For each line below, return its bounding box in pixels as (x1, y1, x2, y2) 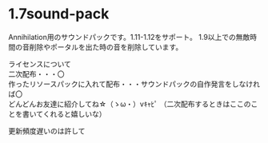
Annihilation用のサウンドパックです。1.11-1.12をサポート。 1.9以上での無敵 (8, 32, 250, 42)
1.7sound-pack (8, 5, 110, 23)
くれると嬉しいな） (42, 109, 106, 118)
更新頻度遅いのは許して (8, 125, 86, 136)
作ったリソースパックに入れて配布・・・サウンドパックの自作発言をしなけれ (8, 79, 260, 89)
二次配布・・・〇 (8, 69, 65, 78)
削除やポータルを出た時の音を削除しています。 (29, 42, 183, 52)
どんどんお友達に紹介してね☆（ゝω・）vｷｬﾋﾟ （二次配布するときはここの (8, 99, 251, 109)
